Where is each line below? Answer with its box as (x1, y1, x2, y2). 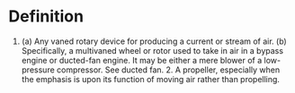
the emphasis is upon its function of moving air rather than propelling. (21, 73, 281, 84)
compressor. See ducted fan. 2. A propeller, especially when (56, 64, 281, 75)
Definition (8, 6, 85, 27)
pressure (21, 64, 55, 75)
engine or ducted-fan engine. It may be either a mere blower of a (21, 55, 263, 65)
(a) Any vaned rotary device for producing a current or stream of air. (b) (21, 36, 287, 46)
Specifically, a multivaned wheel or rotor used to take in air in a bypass (21, 45, 284, 55)
